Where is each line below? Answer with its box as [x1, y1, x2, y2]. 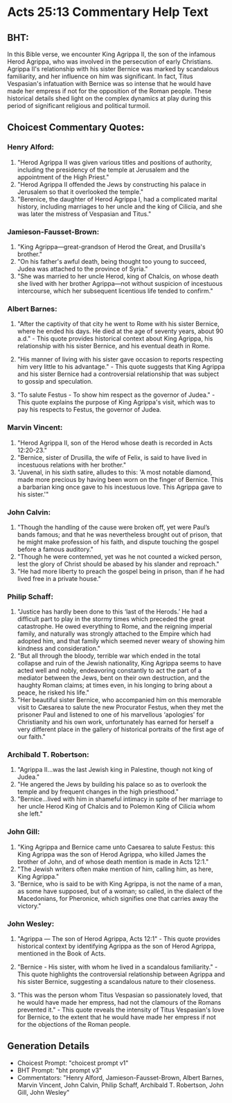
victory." [17, 902, 42, 910]
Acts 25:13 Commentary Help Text [7, 4, 209, 20]
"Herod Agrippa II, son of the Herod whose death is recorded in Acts [17, 438, 213, 447]
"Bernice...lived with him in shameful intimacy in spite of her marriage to [17, 795, 223, 803]
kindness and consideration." [17, 645, 100, 653]
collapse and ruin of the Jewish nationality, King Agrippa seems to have [17, 659, 222, 667]
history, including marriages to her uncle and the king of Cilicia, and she [17, 202, 223, 210]
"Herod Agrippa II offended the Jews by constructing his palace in [17, 180, 206, 188]
